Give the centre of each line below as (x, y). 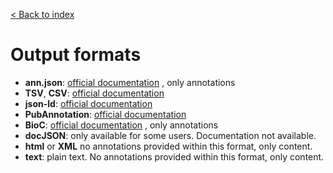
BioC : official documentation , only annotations (121, 125)
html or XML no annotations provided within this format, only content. (168, 146)
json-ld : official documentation (88, 103)
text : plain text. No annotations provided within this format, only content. (174, 156)
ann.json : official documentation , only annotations (130, 82)
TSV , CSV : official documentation (94, 93)
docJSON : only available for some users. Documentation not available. (170, 135)
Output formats (76, 55)
